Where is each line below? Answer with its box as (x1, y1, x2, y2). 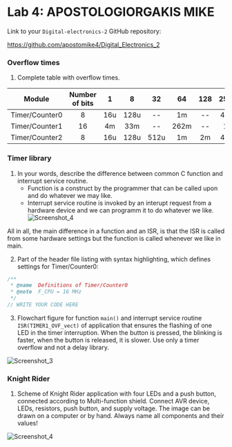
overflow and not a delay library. (17, 343, 109, 352)
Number (68, 90, 97, 100)
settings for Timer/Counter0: (17, 262, 99, 271)
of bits (72, 98, 95, 108)
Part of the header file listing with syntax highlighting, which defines (17, 255, 211, 263)
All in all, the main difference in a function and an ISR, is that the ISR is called (7, 226, 225, 235)
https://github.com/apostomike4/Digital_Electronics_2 (7, 40, 160, 48)
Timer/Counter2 (10, 133, 63, 143)
